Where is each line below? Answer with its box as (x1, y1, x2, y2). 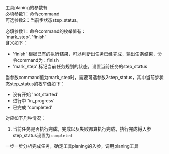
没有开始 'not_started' (12, 91, 59, 97)
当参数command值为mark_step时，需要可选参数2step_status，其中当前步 (5, 74, 159, 80)
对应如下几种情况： (5, 115, 46, 121)
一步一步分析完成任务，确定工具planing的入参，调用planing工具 (5, 143, 139, 149)
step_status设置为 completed (12, 132, 72, 138)
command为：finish (17, 57, 59, 63)
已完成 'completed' (12, 104, 53, 110)
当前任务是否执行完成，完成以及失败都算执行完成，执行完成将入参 (12, 126, 151, 132)
